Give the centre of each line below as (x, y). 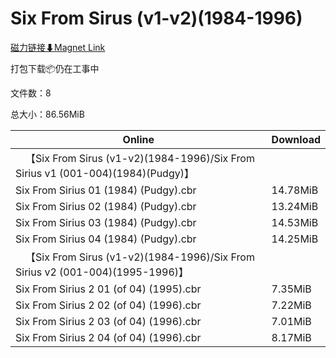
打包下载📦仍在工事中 (55, 68)
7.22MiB (291, 305)
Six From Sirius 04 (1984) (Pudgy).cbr (106, 239)
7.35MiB (291, 289)
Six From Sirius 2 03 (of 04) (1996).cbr (108, 321)
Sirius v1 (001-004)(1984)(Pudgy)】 (105, 173)
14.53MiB (295, 222)
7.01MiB (291, 321)
